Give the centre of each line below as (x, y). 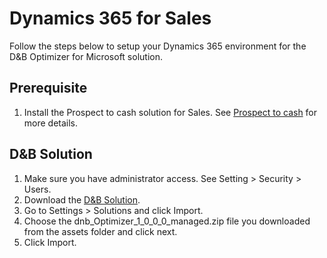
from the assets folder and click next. (100, 231)
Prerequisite (48, 88)
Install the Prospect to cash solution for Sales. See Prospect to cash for (170, 112)
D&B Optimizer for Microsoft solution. (86, 56)
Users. (37, 189)
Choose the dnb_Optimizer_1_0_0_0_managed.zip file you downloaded (167, 221)
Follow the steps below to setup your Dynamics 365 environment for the (158, 46)
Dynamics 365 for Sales (110, 18)
